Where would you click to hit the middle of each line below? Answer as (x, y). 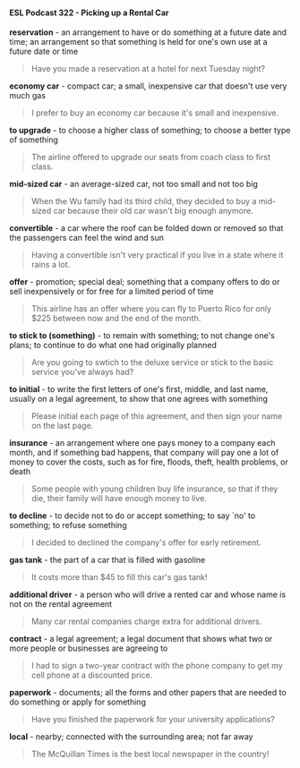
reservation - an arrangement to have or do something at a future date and (148, 32)
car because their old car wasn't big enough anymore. (153, 211)
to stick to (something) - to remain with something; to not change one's (142, 336)
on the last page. (62, 426)
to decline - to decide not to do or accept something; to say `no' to (133, 516)
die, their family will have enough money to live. (119, 499)
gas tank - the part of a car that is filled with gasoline (107, 560)
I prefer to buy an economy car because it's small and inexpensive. (155, 113)
